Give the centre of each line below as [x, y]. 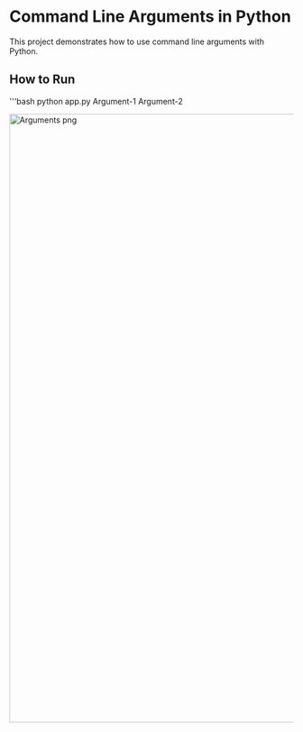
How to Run [42, 80]
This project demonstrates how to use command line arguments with [137, 41]
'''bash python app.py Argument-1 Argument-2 [96, 101]
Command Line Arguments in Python [150, 17]
